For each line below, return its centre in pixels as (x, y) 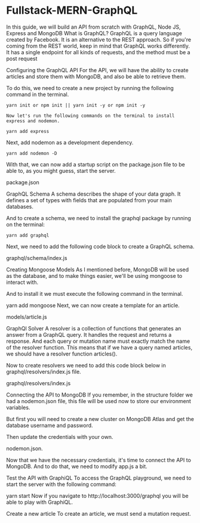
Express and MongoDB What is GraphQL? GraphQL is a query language (94, 33)
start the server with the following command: (61, 484)
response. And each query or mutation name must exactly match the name (98, 341)
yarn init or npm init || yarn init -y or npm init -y (76, 105)
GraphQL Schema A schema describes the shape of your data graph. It (93, 194)
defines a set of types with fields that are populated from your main (89, 200)
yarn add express (28, 131)
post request (22, 58)
